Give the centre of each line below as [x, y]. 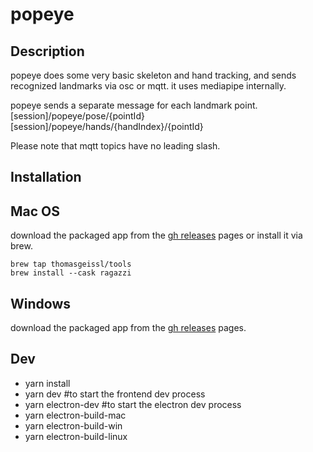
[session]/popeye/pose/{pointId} [77, 116]
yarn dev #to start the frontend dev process [115, 394]
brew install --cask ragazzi [71, 273]
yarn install [47, 383]
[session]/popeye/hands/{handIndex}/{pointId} [107, 126]
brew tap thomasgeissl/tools [71, 264]
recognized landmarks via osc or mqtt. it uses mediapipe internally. [148, 86]
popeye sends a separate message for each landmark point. [134, 105]
